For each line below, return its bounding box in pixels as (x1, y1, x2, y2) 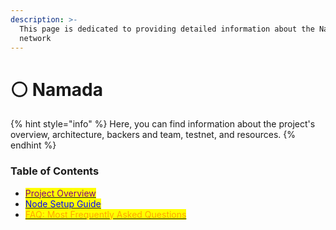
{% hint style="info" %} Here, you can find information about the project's (10, 118, 316, 130)
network (19, 33, 52, 43)
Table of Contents (10, 164, 100, 178)
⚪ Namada (10, 78, 103, 101)
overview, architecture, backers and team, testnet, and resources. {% (10, 129, 297, 141)
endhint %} (10, 139, 57, 151)
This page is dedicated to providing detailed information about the (19, 24, 315, 34)
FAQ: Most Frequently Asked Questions (24, 208, 187, 220)
